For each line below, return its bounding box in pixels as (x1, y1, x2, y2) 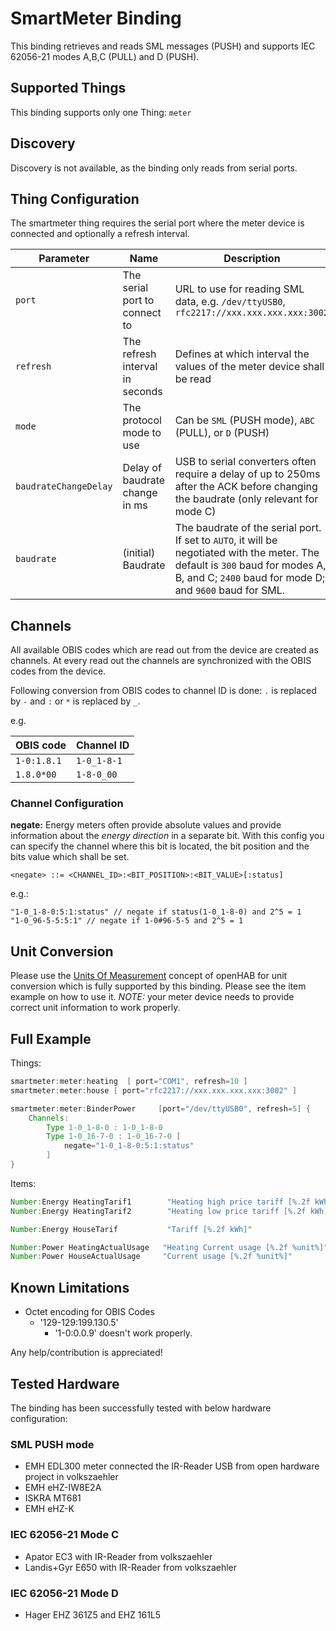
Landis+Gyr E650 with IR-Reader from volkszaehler (24, 1561, 238, 1573)
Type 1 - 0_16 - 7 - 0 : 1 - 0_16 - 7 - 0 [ (46, 1132, 182, 1142)
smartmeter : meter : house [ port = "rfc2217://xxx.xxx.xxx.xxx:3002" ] (10, 1085, 298, 1096)
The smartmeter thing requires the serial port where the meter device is (10, 217, 305, 229)
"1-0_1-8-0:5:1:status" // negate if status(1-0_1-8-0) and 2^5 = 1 (10, 907, 302, 917)
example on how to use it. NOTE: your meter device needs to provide (10, 991, 295, 1003)
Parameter (38, 252, 90, 266)
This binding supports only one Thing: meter (10, 106, 192, 118)
